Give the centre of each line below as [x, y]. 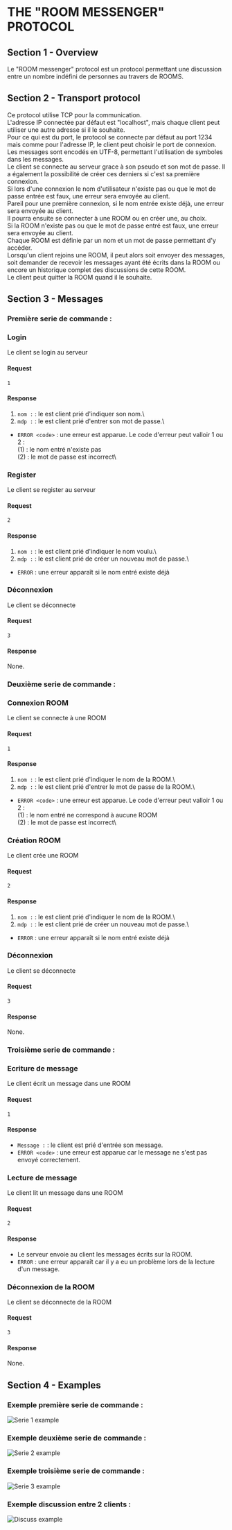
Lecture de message [42, 1178]
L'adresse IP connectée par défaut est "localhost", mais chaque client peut [114, 122]
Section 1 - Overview [53, 52]
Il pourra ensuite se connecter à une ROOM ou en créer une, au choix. [107, 218]
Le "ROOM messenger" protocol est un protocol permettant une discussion [114, 69]
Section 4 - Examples [54, 1385]
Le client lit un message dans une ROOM [65, 1193]
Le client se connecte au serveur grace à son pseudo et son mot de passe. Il [116, 167]
